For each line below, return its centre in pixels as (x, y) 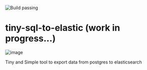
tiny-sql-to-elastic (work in (63, 28)
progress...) (31, 39)
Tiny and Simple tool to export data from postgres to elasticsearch (73, 62)
